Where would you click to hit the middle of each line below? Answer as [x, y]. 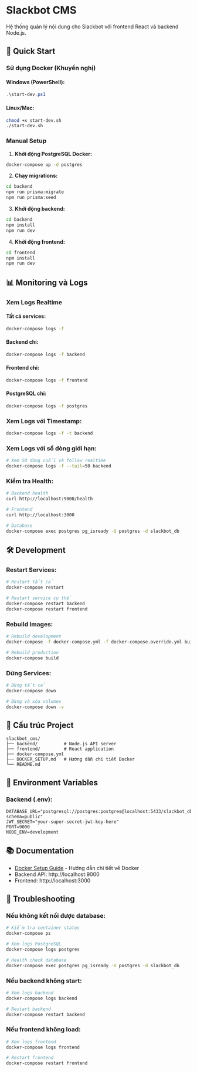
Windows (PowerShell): [35, 82]
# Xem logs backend [30, 993]
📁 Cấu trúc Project [40, 725]
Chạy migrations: [36, 176]
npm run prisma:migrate [35, 192]
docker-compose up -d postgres [44, 165]
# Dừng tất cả [26, 685]
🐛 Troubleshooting [40, 899]
